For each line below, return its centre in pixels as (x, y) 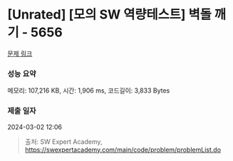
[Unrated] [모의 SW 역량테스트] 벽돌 (109, 15)
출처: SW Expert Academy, (63, 141)
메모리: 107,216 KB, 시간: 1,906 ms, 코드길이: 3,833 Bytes (89, 90)
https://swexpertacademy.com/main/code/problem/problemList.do (123, 150)
